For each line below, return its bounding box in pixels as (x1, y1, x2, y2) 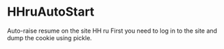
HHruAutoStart (7, 4, 95, 20)
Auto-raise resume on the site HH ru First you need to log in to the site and (7, 27, 218, 35)
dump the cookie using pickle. (7, 33, 92, 42)
